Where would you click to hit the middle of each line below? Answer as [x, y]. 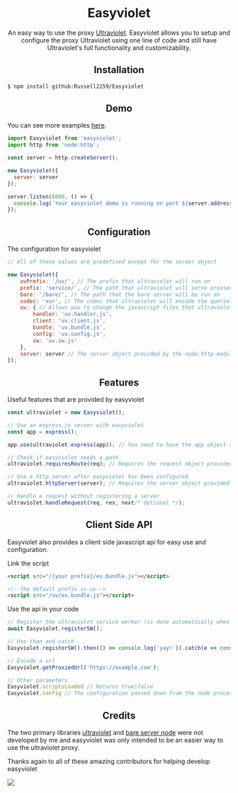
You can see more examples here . [57, 125]
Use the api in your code [43, 609]
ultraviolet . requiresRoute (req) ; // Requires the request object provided [120, 464]
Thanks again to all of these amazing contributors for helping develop [109, 761]
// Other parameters [38, 680]
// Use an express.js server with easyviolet [75, 425]
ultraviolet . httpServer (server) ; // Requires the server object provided [119, 483]
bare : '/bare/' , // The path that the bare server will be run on [120, 294]
